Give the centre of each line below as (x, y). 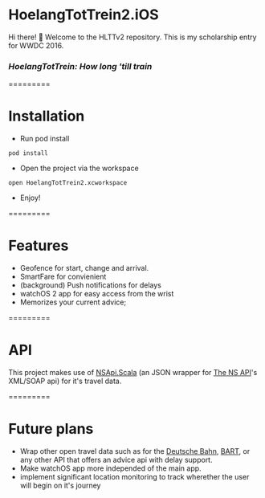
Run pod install (45, 139)
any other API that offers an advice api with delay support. (116, 459)
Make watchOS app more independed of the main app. (111, 468)
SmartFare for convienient (63, 277)
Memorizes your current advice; (73, 302)
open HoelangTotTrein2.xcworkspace (68, 183)
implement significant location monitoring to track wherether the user (135, 476)
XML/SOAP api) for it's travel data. (65, 381)
